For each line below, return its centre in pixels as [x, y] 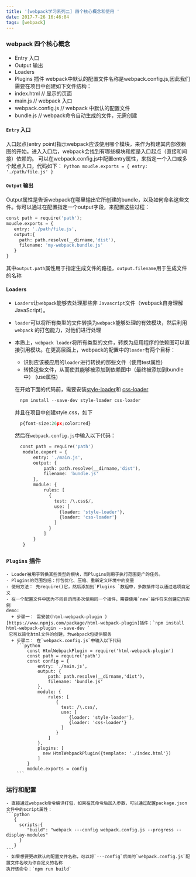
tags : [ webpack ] [26, 22]
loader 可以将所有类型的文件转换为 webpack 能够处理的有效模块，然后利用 [101, 323]
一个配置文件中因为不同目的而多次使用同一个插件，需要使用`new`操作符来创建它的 [101, 599]
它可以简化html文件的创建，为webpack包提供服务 [60, 634]
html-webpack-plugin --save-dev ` [48, 628]
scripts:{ [31, 825]
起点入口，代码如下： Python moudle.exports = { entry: [79, 166]
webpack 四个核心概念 [38, 44]
